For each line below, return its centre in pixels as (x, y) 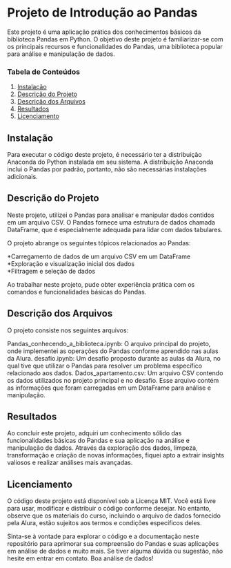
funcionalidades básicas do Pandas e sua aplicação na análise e (98, 441)
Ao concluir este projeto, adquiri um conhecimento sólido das (94, 433)
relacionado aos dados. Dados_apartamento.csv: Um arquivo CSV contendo (115, 373)
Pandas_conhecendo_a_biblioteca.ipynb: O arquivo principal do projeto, (109, 343)
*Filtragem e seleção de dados (51, 271)
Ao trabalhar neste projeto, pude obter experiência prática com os (101, 284)
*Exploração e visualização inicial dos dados (71, 263)
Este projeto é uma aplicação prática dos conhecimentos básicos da (104, 32)
